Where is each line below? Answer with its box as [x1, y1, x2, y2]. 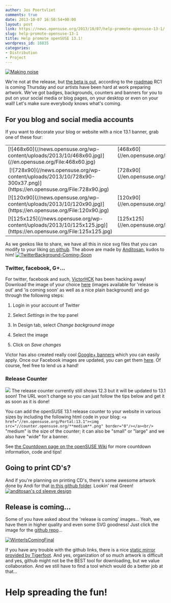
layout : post [5, 21, 33, 27]
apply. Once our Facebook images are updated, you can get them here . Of [5, 357, 161, 363]
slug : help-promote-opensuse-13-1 [5, 31, 79, 36]
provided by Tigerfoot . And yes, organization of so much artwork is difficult [5, 552, 163, 559]
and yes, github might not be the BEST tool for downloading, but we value [5, 558, 160, 564]
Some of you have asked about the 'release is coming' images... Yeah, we [5, 516, 160, 522]
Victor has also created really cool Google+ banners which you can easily [5, 351, 160, 358]
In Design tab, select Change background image [12, 322, 115, 328]
